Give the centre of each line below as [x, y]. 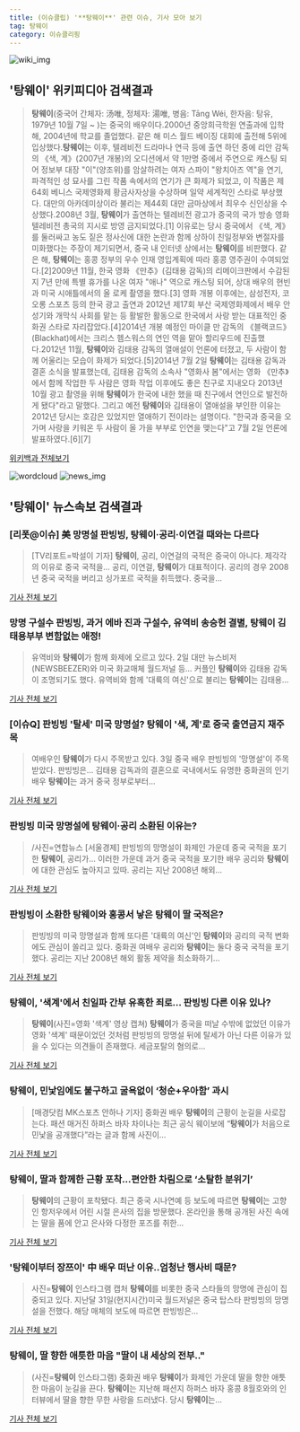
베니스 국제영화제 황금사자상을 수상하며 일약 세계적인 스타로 [155, 192]
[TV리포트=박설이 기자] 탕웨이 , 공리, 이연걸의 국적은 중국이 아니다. [147, 555]
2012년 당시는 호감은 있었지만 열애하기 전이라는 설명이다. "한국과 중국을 [156, 417]
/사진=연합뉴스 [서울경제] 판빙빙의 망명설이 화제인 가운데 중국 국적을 [150, 847]
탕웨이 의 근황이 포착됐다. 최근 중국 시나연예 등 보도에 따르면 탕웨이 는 [150, 1200]
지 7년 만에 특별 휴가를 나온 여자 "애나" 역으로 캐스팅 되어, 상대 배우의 [153, 282]
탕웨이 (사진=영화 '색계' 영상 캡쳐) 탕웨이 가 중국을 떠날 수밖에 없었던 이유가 [161, 1023]
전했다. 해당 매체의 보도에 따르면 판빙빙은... [123, 1311]
